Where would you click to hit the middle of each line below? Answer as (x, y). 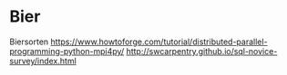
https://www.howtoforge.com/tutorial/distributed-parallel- (159, 42)
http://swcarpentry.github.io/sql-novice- (202, 51)
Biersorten (29, 42)
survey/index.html (43, 61)
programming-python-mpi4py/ (67, 51)
